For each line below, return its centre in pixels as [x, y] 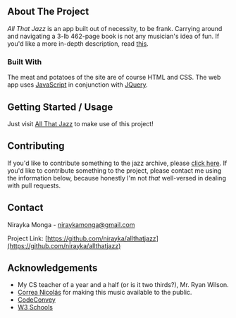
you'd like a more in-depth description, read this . [78, 43]
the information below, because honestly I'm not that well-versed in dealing [117, 178]
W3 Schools [35, 307]
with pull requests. [34, 185]
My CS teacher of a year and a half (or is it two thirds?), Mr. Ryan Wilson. [123, 285]
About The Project [48, 12]
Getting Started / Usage [60, 107]
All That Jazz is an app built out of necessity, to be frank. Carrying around [115, 28]
